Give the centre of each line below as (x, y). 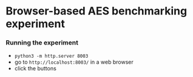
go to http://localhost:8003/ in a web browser (74, 62)
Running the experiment (42, 43)
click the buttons (36, 69)
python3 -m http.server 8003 (51, 56)
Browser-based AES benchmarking (96, 11)
